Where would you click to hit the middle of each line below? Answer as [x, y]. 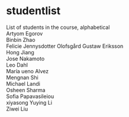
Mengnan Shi [22, 77]
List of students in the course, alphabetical [58, 27]
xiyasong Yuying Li [29, 102]
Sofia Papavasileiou [30, 96]
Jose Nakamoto [25, 58]
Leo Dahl [17, 65]
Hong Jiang [20, 52]
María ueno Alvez [28, 71]
